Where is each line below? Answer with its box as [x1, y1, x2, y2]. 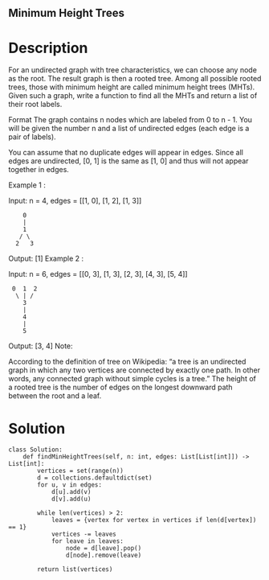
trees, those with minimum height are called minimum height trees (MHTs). [8, 82, 255, 92]
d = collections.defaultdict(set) [37, 474, 153, 482]
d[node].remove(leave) [65, 551, 142, 560]
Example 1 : [8, 180, 46, 190]
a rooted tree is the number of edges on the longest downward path [8, 382, 233, 393]
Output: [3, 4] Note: [8, 341, 74, 351]
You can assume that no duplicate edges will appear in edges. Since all [8, 148, 243, 158]
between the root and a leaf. [8, 391, 102, 401]
